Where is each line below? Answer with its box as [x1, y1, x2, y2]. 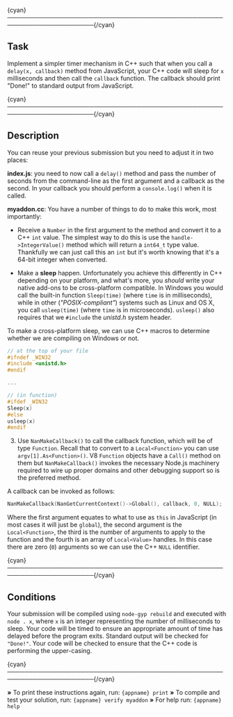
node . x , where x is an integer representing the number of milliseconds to [7, 617, 220, 625]
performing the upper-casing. [7, 646, 93, 654]
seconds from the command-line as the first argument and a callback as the [7, 177, 225, 185]
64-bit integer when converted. [17, 255, 108, 264]
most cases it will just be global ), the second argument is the [7, 521, 182, 529]
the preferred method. [17, 474, 81, 482]
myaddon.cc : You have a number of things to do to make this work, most [7, 204, 217, 213]
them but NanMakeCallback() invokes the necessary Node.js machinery [17, 459, 220, 467]
